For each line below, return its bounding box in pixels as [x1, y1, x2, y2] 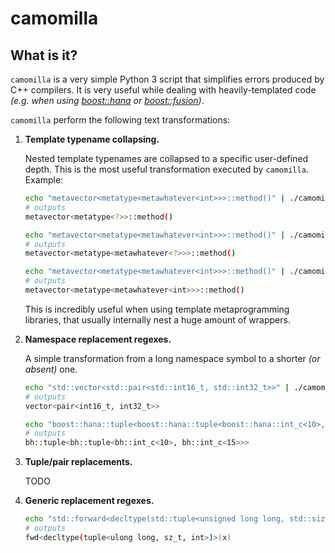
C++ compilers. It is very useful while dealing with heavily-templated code [10, 84, 317, 96]
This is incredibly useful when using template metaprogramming [24, 303, 290, 315]
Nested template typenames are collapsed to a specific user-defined [24, 153, 309, 164]
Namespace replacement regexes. [24, 333, 172, 345]
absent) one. [24, 363, 78, 375]
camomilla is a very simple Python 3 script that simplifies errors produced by [10, 73, 325, 85]
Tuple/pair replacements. [24, 456, 133, 468]
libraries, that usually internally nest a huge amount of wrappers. [24, 313, 291, 326]
